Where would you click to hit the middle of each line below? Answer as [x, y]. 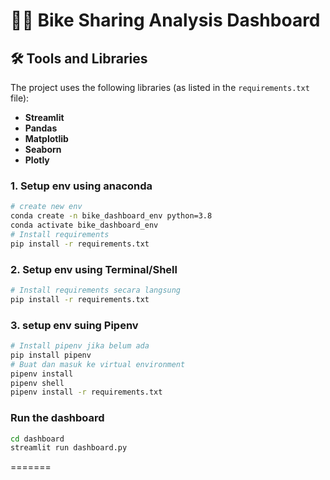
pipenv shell [37, 383]
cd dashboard [37, 439]
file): [20, 98]
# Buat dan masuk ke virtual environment [98, 364]
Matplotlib [46, 138]
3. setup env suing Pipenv [74, 325]
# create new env [46, 207]
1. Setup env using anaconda [81, 186]
